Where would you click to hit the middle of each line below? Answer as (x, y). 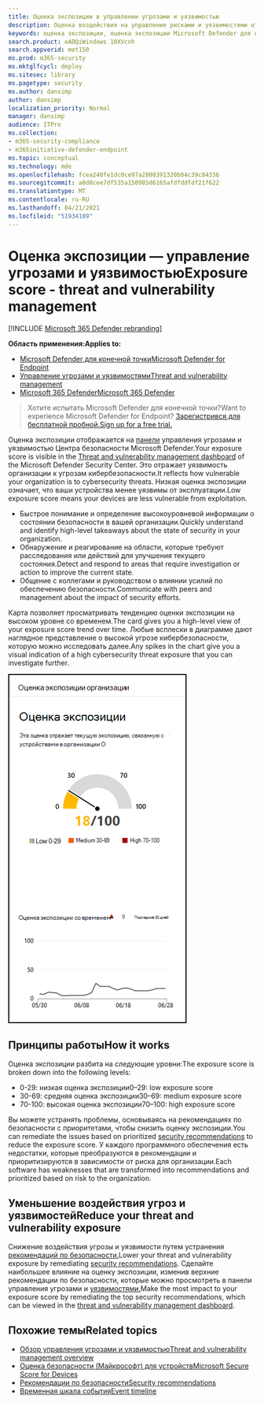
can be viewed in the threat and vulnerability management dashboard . (122, 1305)
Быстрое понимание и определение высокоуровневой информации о (137, 513)
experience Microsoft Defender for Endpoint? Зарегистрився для (134, 416)
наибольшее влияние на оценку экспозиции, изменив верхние (114, 1272)
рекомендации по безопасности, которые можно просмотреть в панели (130, 1280)
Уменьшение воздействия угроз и (97, 1203)
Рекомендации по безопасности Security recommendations (117, 1383)
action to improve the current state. (77, 572)
